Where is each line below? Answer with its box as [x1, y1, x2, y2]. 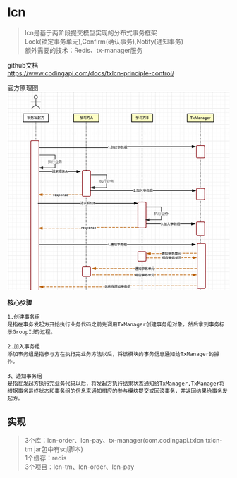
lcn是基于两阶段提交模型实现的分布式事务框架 [24, 28, 157, 37]
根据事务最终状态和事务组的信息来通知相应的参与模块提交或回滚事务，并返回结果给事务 [7, 387, 223, 395]
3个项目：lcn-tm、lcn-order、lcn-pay [24, 462, 135, 471]
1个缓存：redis [24, 453, 67, 462]
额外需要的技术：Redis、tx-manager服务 [24, 46, 143, 54]
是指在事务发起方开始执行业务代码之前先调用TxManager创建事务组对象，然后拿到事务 [7, 321, 220, 328]
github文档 [7, 61, 39, 69]
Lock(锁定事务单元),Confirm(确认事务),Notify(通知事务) [24, 37, 184, 46]
